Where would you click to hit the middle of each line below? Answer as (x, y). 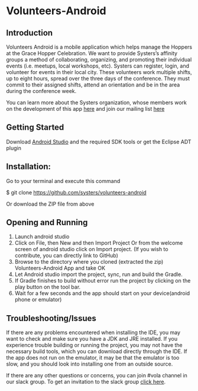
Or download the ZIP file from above (50, 204)
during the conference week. (41, 91)
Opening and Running (47, 222)
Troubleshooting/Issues (51, 318)
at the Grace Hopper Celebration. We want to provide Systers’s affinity (92, 53)
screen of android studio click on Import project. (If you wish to (91, 249)
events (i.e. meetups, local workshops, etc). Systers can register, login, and (98, 66)
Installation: (29, 167)
